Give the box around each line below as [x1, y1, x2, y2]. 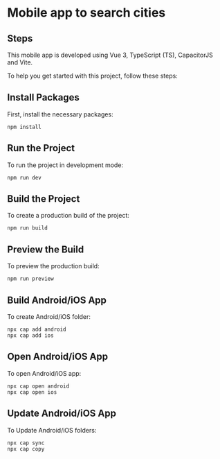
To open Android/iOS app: [7, 369, 82, 377]
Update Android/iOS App [7, 408, 116, 419]
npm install [7, 123, 42, 130]
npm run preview [7, 275, 54, 282]
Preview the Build [7, 243, 84, 255]
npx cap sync [7, 439, 45, 447]
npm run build [7, 225, 48, 232]
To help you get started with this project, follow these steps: [7, 71, 178, 80]
